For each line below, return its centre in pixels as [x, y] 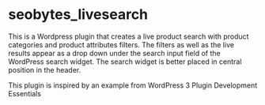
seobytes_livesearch [78, 15]
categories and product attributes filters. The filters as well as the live [121, 44]
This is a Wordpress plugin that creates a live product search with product [129, 36]
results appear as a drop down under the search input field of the [114, 53]
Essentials [25, 93]
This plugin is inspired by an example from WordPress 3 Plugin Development [133, 85]
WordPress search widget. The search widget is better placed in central [125, 62]
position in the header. [45, 69]
